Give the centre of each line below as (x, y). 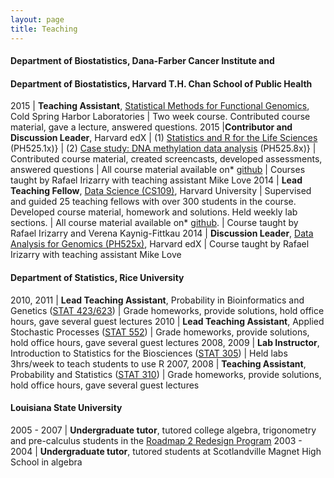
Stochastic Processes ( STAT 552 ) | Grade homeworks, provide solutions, (160, 332)
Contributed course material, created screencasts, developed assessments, (166, 159)
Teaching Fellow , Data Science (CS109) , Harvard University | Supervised (161, 191)
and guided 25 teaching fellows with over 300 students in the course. (153, 202)
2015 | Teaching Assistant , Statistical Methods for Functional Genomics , (160, 106)
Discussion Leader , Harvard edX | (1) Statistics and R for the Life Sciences (164, 138)
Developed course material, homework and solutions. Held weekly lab (154, 212)
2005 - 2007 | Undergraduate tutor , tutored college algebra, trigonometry (163, 430)
